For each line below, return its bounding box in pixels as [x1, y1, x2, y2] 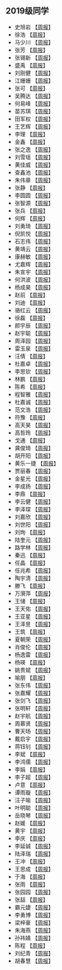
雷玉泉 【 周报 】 [14, 345, 54, 352]
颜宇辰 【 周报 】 [14, 321, 54, 329]
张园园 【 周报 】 [14, 888, 54, 895]
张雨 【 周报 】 [14, 881, 49, 888]
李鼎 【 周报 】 [14, 490, 49, 497]
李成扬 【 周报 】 [14, 483, 54, 490]
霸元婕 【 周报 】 [14, 903, 54, 911]
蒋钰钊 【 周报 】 [14, 743, 54, 750]
